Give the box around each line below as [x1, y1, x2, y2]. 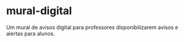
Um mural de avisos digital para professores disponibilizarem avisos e [6, 24, 179, 31]
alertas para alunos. [6, 30, 55, 37]
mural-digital [6, 4, 72, 18]
